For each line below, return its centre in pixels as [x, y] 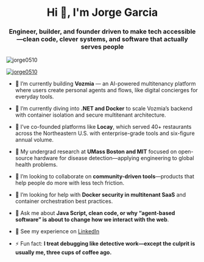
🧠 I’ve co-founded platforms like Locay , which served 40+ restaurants [103, 127]
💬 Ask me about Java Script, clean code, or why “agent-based [95, 213]
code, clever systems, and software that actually [114, 39]
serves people [102, 47]
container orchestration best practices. [64, 202]
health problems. [36, 165]
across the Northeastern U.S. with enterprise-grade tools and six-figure [105, 133]
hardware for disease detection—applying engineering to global [114, 158]
